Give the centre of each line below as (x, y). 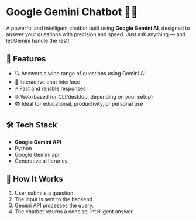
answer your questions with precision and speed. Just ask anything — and (96, 34)
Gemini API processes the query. (54, 206)
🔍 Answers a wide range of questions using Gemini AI (80, 73)
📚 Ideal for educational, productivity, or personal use (79, 103)
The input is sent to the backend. (54, 199)
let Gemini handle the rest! (38, 40)
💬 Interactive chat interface (47, 82)
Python (23, 148)
